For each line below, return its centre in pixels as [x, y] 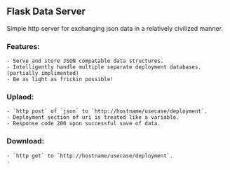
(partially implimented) [43, 73]
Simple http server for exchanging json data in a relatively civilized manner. [115, 28]
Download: [26, 141]
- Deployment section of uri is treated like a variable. [93, 118]
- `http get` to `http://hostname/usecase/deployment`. [90, 156]
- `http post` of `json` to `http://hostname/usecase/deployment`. [107, 111]
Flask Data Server [46, 12]
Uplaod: [20, 97]
